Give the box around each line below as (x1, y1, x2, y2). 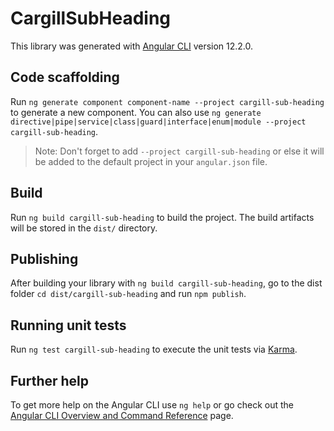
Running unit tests (10, 317, 127, 334)
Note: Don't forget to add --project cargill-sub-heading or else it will (34, 145, 325, 157)
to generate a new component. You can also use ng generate (10, 106, 262, 118)
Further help (10, 372, 90, 389)
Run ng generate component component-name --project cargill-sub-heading (10, 95, 325, 107)
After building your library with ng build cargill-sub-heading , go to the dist (10, 277, 323, 289)
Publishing (10, 250, 79, 267)
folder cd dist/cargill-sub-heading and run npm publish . (10, 288, 247, 300)
